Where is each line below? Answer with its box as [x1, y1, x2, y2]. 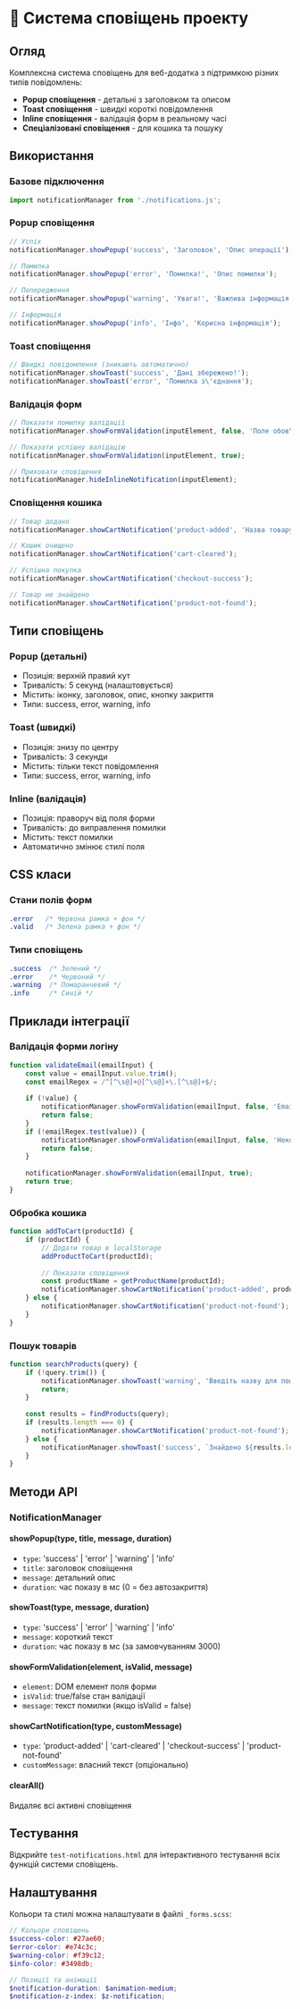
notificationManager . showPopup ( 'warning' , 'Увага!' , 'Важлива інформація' [9, 294, 294, 303]
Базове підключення [9, 175, 104, 188]
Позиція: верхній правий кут [21, 671, 131, 681]
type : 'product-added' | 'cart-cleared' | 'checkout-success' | [21, 1741, 246, 1752]
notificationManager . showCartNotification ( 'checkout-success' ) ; [9, 574, 254, 583]
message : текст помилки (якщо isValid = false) [21, 1701, 192, 1711]
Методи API [9, 1484, 79, 1499]
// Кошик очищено [9, 541, 74, 551]
